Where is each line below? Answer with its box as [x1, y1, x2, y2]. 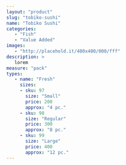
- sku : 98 [19, 110, 45, 116]
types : [6, 71, 23, 77]
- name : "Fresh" [14, 76, 56, 82]
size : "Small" [25, 93, 61, 99]
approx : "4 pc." [25, 104, 67, 111]
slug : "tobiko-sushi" [6, 15, 61, 21]
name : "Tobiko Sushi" [6, 20, 61, 26]
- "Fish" [14, 31, 36, 37]
